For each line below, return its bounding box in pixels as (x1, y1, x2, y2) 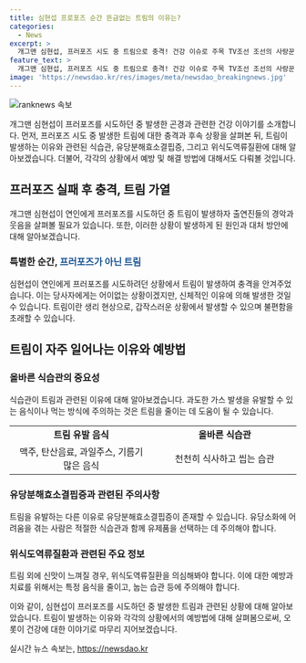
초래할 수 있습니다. (9, 312, 76, 323)
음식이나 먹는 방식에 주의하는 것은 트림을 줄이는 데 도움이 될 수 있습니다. (18, 405, 274, 416)
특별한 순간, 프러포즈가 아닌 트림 (9, 256, 142, 268)
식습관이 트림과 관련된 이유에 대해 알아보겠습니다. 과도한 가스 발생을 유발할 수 (9, 394, 284, 405)
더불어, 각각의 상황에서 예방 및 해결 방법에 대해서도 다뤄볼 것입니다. (57, 153, 296, 163)
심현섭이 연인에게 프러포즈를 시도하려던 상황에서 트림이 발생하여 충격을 (9, 278, 260, 289)
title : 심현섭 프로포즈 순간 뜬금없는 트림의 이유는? (9, 13, 181, 23)
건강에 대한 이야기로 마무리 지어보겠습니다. (25, 624, 178, 635)
